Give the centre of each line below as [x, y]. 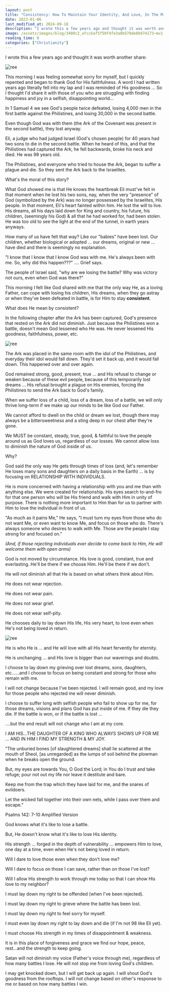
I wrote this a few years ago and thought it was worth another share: [76, 57]
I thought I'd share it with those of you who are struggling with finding [77, 93]
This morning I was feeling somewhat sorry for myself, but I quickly [75, 77]
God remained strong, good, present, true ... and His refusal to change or [81, 374]
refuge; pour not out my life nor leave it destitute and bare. [66, 774]
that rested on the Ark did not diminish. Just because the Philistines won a [82, 323]
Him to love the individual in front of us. [46, 508]
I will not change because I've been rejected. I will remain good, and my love [84, 688]
